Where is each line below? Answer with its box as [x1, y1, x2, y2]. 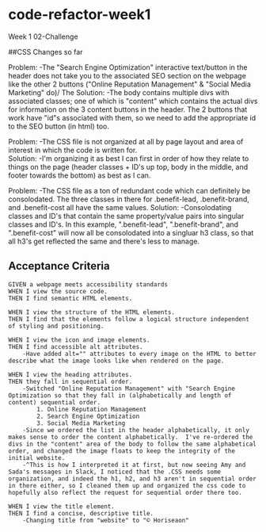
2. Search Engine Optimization [36, 412, 140, 420]
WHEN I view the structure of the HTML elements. [8, 308, 176, 316]
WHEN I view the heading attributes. [8, 370, 133, 378]
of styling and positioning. [8, 322, 104, 330]
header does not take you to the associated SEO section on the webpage [8, 71, 247, 80]
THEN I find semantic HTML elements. [8, 294, 133, 302]
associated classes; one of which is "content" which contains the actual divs [8, 96, 258, 105]
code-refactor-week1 [8, 6, 151, 24]
